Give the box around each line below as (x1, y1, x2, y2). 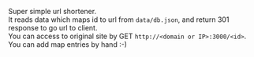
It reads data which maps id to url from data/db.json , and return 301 (8, 15, 230, 24)
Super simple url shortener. (8, 7, 97, 16)
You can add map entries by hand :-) (8, 40, 128, 49)
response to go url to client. (8, 23, 98, 32)
